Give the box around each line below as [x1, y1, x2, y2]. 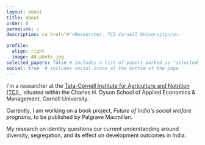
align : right [12, 48, 45, 55]
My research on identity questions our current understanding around [6, 125, 179, 132]
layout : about [6, 9, 43, 15]
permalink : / [6, 26, 40, 32]
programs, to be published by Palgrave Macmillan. [6, 113, 133, 121]
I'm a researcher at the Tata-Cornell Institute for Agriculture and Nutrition [6, 82, 190, 89]
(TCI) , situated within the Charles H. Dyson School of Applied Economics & [6, 88, 196, 96]
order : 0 [6, 20, 29, 26]
